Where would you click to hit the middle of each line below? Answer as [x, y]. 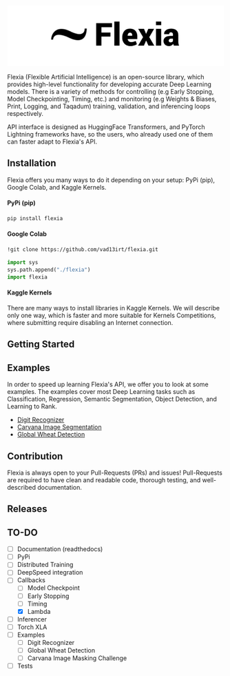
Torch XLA [32, 627]
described [22, 487]
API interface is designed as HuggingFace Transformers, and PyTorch [106, 127]
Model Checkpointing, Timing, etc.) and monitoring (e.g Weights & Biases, [112, 99]
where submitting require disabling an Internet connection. [90, 322]
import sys [23, 263]
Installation [32, 163]
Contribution [35, 456]
